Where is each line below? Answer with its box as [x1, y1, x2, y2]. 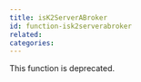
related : [9, 30, 43, 39]
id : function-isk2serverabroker [9, 22, 132, 31]
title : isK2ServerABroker [9, 13, 107, 23]
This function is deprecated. [9, 63, 116, 74]
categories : [9, 38, 55, 48]
